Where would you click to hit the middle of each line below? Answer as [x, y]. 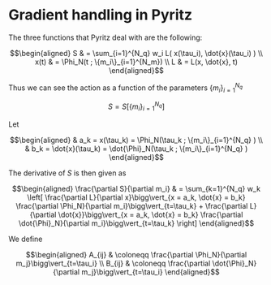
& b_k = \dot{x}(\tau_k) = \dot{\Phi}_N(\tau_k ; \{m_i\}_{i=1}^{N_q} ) [136, 149]
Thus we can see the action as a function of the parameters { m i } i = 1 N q [126, 88]
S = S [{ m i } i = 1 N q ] [136, 106]
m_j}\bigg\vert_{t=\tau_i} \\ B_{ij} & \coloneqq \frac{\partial [113, 263]
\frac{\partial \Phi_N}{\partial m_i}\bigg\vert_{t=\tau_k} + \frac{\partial [132, 205]
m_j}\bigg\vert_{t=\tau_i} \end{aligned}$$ [151, 272]
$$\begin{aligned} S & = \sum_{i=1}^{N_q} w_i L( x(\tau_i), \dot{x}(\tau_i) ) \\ [136, 53]
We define [26, 239]
